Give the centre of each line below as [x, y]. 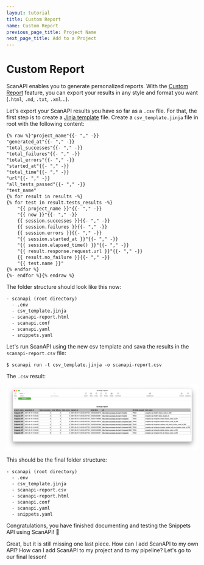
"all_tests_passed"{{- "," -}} [46, 185]
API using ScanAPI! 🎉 [33, 532]
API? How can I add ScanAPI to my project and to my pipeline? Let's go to [99, 550]
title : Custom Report [34, 19]
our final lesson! [26, 557]
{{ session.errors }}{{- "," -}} [60, 233]
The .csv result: [26, 376]
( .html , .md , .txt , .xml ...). [38, 99]
